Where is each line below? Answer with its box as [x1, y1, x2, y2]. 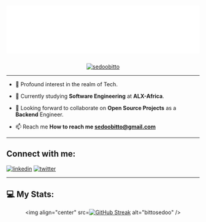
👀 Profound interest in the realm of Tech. [15, 80, 118, 87]
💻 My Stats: [6, 189, 54, 200]
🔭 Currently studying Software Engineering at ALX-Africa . [15, 92, 164, 100]
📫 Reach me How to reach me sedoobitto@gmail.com [15, 123, 156, 130]
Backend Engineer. [15, 111, 64, 118]
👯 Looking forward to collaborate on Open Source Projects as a [15, 104, 177, 111]
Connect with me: [6, 149, 76, 159]
